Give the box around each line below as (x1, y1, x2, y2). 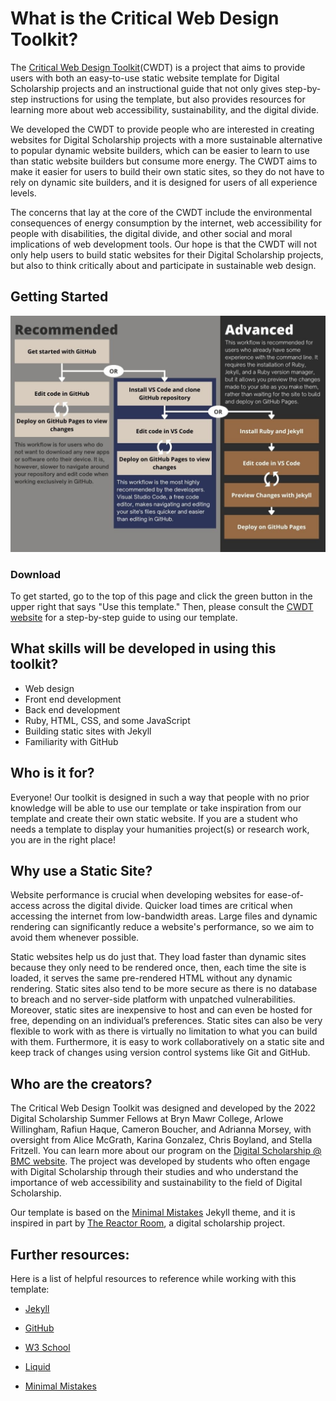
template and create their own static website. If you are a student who (10, 812, 298, 824)
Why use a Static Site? (10, 863, 153, 880)
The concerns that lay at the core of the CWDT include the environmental (10, 206, 313, 218)
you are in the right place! (10, 833, 116, 846)
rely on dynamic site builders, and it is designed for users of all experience (10, 176, 318, 188)
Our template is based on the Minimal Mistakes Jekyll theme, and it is (10, 1207, 296, 1219)
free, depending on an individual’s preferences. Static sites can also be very (10, 1015, 323, 1027)
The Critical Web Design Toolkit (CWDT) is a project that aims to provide (10, 61, 306, 73)
